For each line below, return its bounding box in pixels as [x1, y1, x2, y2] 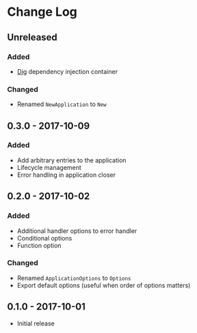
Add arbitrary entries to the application [16, 156, 127, 164]
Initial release [16, 319, 55, 328]
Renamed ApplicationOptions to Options [16, 273, 131, 282]
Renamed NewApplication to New [16, 100, 107, 108]
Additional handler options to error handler [16, 227, 137, 235]
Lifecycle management [16, 163, 82, 171]
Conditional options [16, 234, 73, 242]
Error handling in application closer [16, 171, 116, 179]
